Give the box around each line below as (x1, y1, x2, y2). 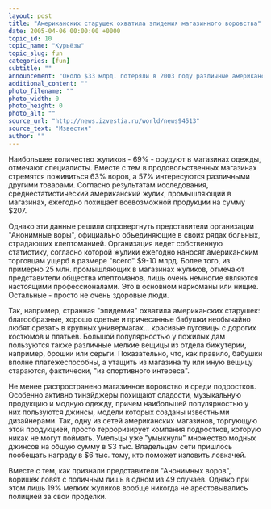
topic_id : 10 (8, 34, 52, 43)
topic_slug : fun (8, 49, 63, 57)
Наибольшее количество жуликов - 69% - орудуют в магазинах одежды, (8, 154, 261, 164)
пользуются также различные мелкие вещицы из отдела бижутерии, (8, 340, 248, 350)
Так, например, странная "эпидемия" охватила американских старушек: (8, 305, 261, 315)
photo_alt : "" (8, 110, 56, 118)
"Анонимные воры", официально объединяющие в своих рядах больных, (8, 229, 261, 239)
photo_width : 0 (8, 95, 60, 103)
